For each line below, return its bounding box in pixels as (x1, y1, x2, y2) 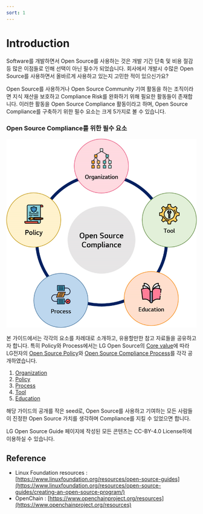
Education (14, 395, 40, 402)
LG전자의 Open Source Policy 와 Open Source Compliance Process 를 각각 (6, 350, 187, 357)
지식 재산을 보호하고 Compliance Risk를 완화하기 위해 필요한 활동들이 (12, 92, 177, 100)
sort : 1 (6, 10, 26, 16)
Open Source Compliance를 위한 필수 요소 (6, 124, 127, 133)
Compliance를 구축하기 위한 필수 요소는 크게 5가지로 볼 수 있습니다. (6, 107, 166, 115)
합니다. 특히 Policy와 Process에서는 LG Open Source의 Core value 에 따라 (12, 342, 190, 349)
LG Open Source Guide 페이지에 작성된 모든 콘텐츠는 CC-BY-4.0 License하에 (6, 428, 192, 435)
